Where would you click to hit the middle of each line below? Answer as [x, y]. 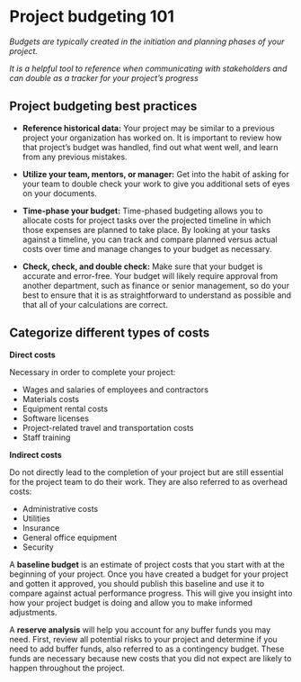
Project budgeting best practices [103, 107]
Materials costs [50, 399]
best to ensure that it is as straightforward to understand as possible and [157, 295]
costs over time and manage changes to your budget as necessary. [147, 248]
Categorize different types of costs [110, 333]
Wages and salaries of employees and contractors [115, 390]
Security [38, 547]
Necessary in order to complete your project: [93, 372]
